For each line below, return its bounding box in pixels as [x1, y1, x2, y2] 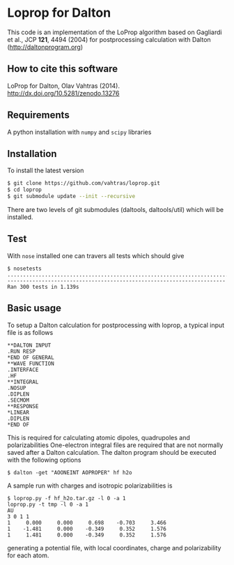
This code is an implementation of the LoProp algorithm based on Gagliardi [7, 28, 222, 36]
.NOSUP [7, 384, 26, 391]
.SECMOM [7, 396, 30, 404]
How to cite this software [7, 63, 118, 75]
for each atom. [7, 551, 49, 559]
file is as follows [7, 328, 54, 336]
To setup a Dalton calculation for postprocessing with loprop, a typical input [7, 321, 225, 329]
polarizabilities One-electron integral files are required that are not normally [7, 441, 224, 449]
